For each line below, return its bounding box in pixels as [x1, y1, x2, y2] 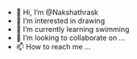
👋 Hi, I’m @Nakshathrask [15, 8, 99, 17]
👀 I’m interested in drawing [15, 16, 106, 26]
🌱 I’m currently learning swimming [15, 25, 130, 33]
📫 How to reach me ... [15, 42, 91, 51]
